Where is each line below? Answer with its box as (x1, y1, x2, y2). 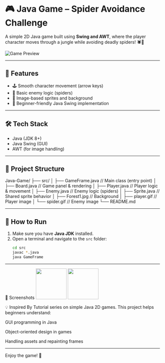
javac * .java (12, 250, 39, 255)
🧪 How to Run (5, 217, 47, 226)
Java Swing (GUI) (12, 140, 48, 146)
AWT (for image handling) (12, 146, 65, 152)
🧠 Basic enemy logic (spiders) (12, 90, 73, 96)
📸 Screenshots (5, 295, 35, 300)
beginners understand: (5, 309, 52, 315)
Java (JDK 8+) (12, 135, 42, 141)
